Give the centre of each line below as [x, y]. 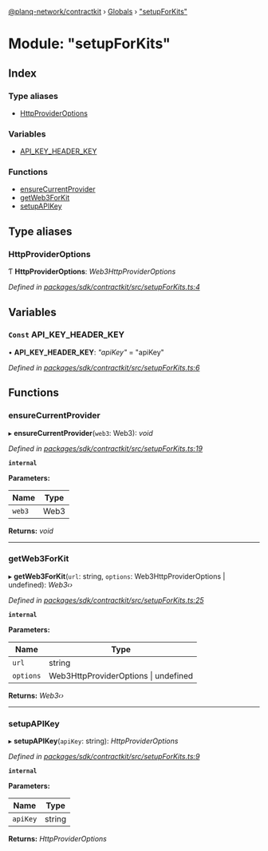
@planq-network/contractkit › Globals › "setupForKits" [98, 12]
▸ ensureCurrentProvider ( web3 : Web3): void [81, 433]
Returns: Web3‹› [36, 695]
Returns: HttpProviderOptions [58, 839]
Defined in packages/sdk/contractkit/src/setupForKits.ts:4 [104, 287]
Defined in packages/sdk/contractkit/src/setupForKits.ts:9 [104, 757]
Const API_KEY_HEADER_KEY [67, 334]
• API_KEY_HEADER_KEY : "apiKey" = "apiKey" [87, 352]
